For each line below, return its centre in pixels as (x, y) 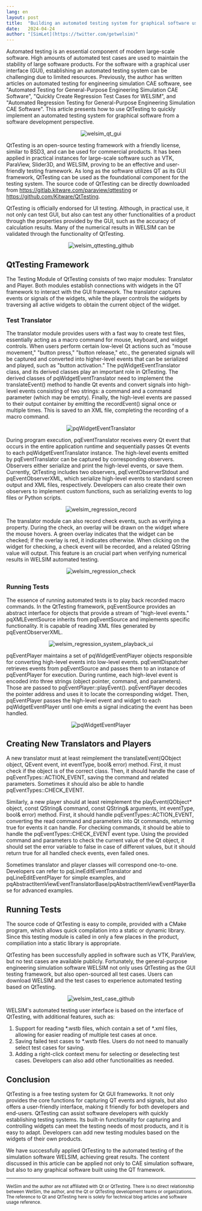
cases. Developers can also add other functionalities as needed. (94, 1061)
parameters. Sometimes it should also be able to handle (75, 784)
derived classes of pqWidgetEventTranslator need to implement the (90, 378)
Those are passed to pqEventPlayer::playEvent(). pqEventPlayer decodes (97, 688)
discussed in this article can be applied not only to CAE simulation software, (100, 1163)
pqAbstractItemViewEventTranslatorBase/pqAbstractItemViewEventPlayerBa (101, 884)
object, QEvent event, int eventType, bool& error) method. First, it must (94, 765)
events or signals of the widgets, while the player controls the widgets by (97, 298)
